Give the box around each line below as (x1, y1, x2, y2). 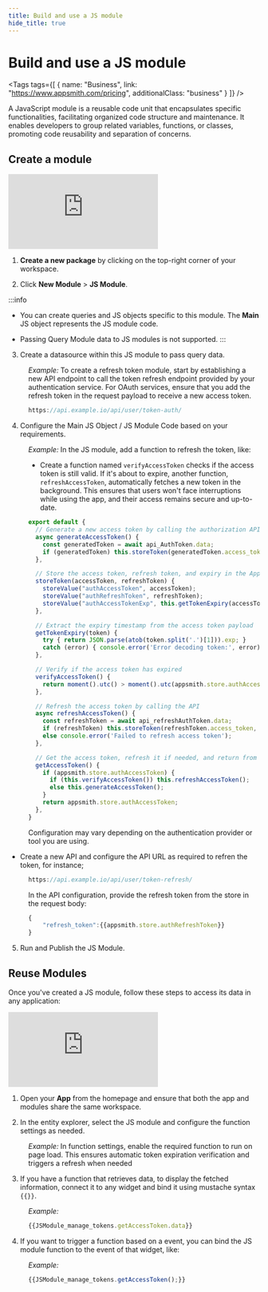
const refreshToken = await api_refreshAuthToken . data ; (42, 717, 233, 726)
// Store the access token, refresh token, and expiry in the (35, 570, 246, 578)
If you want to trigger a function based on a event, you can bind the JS (19, 1236, 253, 1246)
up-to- (231, 495, 253, 504)
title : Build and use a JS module (8, 11, 124, 20)
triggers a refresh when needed (28, 1158, 133, 1167)
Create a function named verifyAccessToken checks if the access (39, 460, 254, 470)
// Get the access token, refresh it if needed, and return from (35, 753, 258, 761)
